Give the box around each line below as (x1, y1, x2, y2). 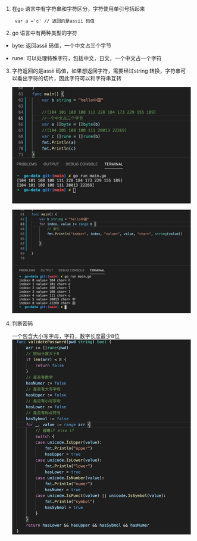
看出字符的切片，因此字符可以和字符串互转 (17, 75, 122, 82)
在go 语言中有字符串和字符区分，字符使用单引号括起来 (11, 5, 145, 12)
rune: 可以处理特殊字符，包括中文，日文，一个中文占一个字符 (11, 55, 162, 61)
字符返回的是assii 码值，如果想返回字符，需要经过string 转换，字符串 (11, 67, 181, 74)
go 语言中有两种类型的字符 (11, 29, 77, 36)
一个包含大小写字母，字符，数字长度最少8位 (11, 332, 120, 339)
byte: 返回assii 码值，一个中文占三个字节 (11, 42, 112, 49)
